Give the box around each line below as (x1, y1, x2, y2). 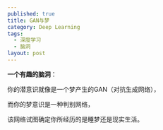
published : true (7, 10, 55, 18)
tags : (7, 30, 23, 37)
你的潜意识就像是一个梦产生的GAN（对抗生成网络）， (7, 85, 160, 93)
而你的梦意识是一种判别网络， (7, 100, 94, 108)
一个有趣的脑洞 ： (7, 70, 57, 78)
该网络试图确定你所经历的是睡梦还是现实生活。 (7, 114, 143, 124)
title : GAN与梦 (7, 17, 50, 24)
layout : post (7, 50, 46, 57)
